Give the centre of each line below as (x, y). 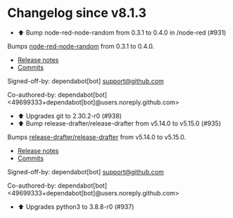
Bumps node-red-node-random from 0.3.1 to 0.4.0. (81, 46)
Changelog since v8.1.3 (77, 13)
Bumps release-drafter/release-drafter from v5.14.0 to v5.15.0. (97, 137)
